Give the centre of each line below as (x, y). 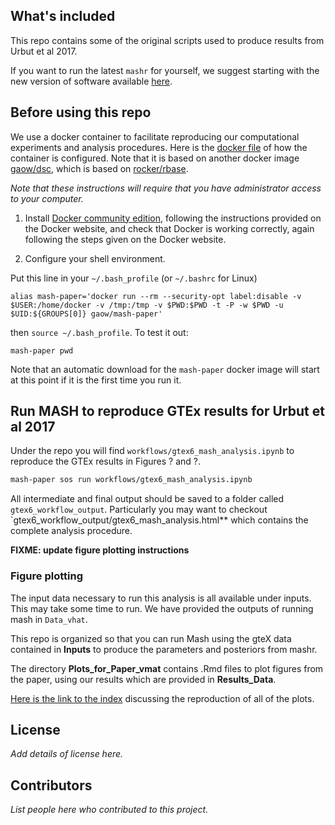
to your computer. (47, 198)
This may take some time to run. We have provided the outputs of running (162, 608)
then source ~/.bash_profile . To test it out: (99, 332)
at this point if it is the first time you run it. (96, 380)
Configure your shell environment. (95, 258)
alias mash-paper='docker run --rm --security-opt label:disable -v (156, 296)
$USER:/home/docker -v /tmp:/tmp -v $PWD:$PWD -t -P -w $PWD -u (147, 305)
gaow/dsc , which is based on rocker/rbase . (99, 168)
